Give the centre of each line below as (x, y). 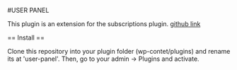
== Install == (26, 37)
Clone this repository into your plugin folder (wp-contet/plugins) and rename (119, 51)
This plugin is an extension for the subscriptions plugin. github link (104, 24)
